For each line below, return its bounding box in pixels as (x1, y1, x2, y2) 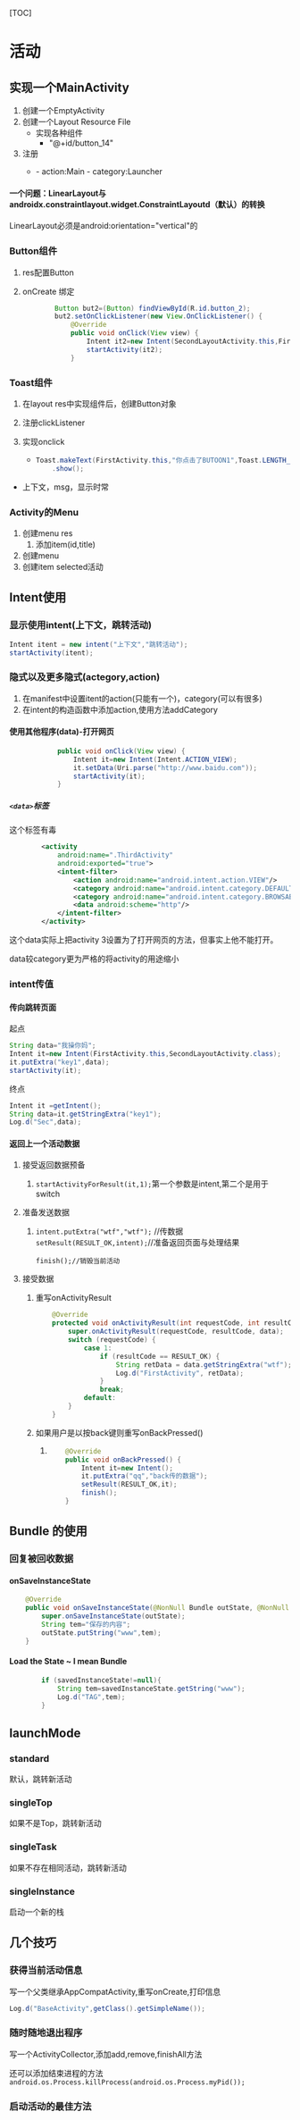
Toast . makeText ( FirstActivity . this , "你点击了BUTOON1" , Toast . (35, 456, 263, 465)
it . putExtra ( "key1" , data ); (9, 1058, 110, 1067)
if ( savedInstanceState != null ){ (41, 1675, 162, 1685)
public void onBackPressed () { (65, 1455, 181, 1464)
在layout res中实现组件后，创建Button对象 (21, 398, 177, 409)
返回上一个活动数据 (9, 1138, 80, 1149)
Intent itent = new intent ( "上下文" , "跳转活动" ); (9, 640, 188, 649)
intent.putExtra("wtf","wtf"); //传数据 (35, 1226, 184, 1236)
